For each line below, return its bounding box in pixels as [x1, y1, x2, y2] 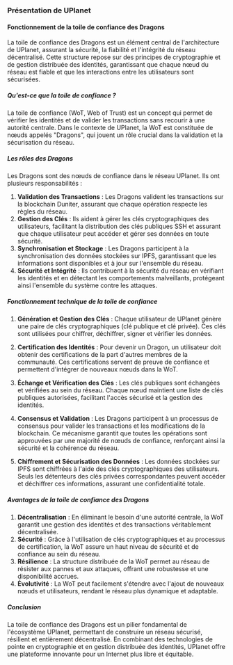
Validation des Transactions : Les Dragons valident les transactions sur [17, 193, 224, 201]
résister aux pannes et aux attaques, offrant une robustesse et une [17, 565, 209, 572]
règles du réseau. [17, 207, 68, 216]
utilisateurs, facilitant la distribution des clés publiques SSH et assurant [17, 222, 221, 231]
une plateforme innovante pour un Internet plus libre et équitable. [7, 650, 194, 658]
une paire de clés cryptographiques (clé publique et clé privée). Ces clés [17, 322, 226, 330]
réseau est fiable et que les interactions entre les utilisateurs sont [7, 68, 194, 77]
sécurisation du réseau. [7, 138, 75, 147]
